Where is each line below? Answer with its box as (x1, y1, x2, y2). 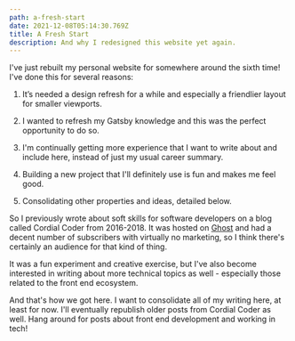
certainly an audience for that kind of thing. (9, 241, 167, 252)
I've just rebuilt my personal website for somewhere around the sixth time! (9, 62, 281, 73)
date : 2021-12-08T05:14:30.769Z (9, 21, 129, 30)
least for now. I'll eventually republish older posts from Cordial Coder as (9, 304, 271, 315)
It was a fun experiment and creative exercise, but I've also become (9, 259, 258, 270)
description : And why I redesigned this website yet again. (9, 37, 237, 47)
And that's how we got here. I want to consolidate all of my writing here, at (9, 295, 282, 305)
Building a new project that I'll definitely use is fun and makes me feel (21, 169, 276, 180)
